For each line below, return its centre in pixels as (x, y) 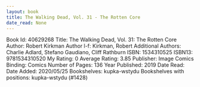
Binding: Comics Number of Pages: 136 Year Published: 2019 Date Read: (96, 65)
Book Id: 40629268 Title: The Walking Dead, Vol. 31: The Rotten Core (92, 40)
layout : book (22, 12)
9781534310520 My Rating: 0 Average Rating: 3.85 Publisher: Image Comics (100, 59)
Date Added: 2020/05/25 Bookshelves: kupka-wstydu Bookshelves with (95, 72)
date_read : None (26, 23)
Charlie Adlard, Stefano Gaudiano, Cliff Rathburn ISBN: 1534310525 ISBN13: (100, 52)
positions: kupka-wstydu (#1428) (47, 77)
